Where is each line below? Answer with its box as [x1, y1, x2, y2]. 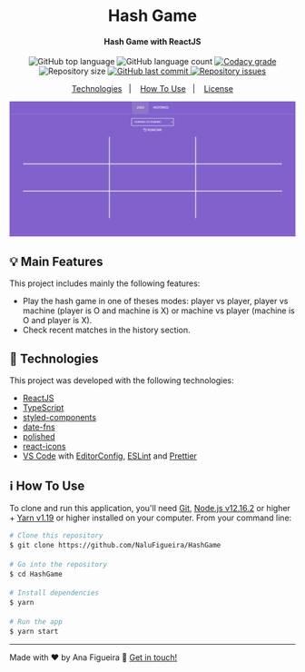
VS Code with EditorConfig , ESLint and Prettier [22, 450, 198, 461]
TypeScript [22, 402, 64, 413]
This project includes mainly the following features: [9, 278, 201, 289]
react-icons [22, 441, 66, 452]
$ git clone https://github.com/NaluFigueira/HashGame [9, 540, 221, 549]
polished [22, 431, 55, 442]
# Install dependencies [9, 588, 100, 598]
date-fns [22, 421, 56, 432]
